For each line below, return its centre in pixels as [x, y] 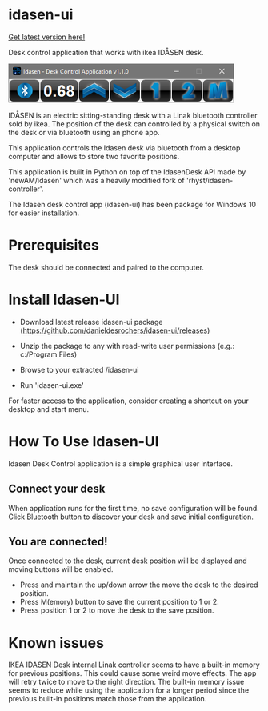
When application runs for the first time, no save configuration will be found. [134, 508]
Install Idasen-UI [64, 300]
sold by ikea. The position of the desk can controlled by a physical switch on [134, 124]
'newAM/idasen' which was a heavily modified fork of [97, 180]
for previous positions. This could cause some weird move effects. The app [132, 673]
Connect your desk [57, 489]
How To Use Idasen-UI [84, 441]
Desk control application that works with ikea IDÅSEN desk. [106, 52]
